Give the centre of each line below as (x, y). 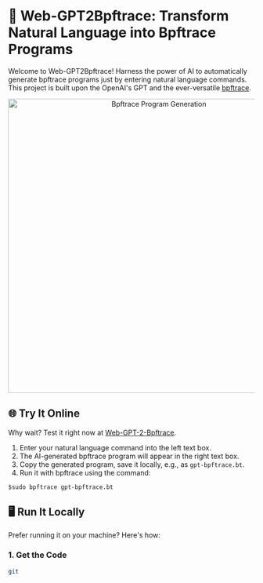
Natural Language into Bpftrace (112, 33)
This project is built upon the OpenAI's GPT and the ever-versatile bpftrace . (130, 87)
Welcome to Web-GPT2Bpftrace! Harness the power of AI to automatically (128, 71)
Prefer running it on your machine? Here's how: (84, 535)
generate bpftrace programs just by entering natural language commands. (128, 79)
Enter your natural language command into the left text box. (115, 447)
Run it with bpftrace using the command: (85, 472)
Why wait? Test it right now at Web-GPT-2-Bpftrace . (92, 432)
